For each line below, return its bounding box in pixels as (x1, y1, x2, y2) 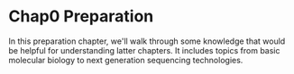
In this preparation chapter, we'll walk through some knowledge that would (8, 36, 286, 46)
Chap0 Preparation (8, 6, 154, 27)
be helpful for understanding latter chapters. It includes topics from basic (8, 45, 280, 55)
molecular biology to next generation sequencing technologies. (8, 54, 243, 65)
